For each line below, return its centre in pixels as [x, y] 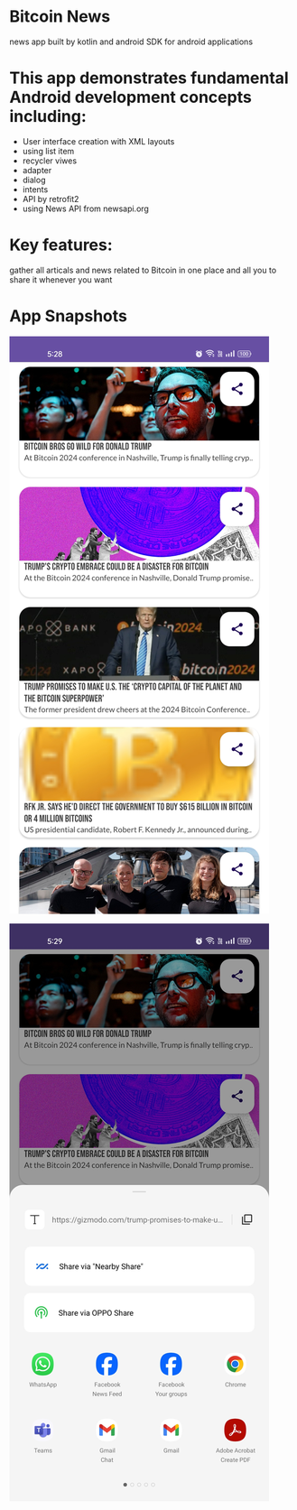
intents [35, 189]
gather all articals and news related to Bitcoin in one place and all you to [143, 270]
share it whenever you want [61, 279]
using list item [48, 151]
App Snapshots [69, 316]
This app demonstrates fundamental [149, 78]
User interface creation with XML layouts [98, 141]
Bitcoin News [60, 17]
